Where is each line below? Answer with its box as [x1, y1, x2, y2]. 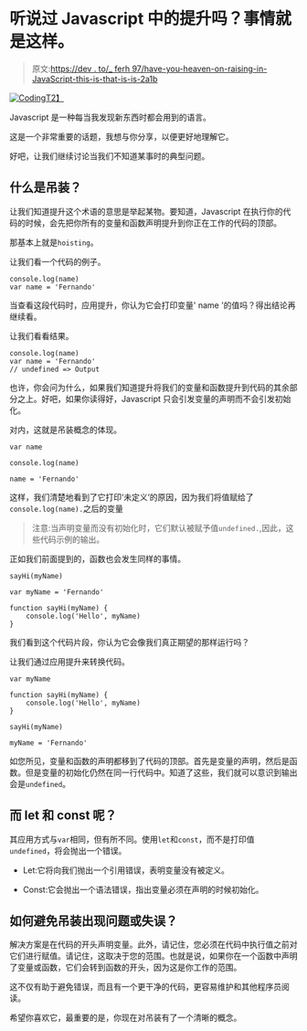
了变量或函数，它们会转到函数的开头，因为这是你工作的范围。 [9, 962, 242, 973]
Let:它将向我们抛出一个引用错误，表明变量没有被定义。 [22, 865, 230, 876]
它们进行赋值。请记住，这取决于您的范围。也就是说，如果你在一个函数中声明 [9, 951, 298, 962]
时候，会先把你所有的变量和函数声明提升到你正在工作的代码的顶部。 [25, 217, 281, 229]
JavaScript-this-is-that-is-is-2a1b [31, 73, 158, 84]
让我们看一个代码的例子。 [9, 256, 106, 267]
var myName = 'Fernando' [9, 587, 104, 597]
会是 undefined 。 [9, 778, 71, 789]
